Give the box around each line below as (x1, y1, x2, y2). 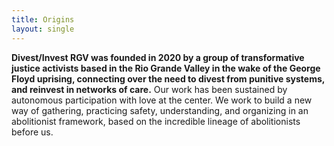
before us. (11, 126, 54, 138)
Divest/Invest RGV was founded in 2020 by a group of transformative (11, 51, 305, 63)
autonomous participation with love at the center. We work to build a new (11, 94, 313, 106)
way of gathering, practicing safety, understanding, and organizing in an (11, 104, 309, 116)
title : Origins (11, 14, 75, 25)
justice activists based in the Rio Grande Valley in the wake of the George (11, 62, 321, 74)
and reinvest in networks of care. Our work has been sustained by (11, 83, 288, 95)
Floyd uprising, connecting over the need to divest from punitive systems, (11, 72, 325, 85)
